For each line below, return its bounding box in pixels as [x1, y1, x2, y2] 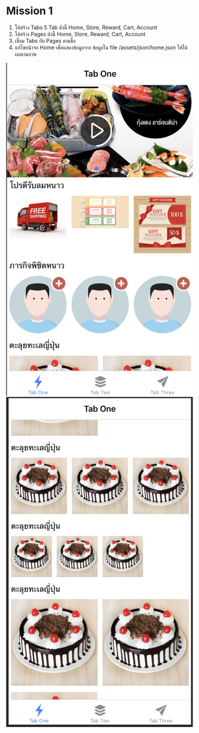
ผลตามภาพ [14, 50, 37, 58]
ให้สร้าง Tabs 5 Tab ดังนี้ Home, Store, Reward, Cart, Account [14, 24, 158, 31]
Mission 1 [6, 4, 53, 18]
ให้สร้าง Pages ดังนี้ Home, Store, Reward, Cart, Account [14, 30, 146, 37]
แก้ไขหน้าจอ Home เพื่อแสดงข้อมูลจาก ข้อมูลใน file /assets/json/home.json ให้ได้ [14, 43, 188, 51]
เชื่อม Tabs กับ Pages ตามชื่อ [14, 37, 76, 44]
